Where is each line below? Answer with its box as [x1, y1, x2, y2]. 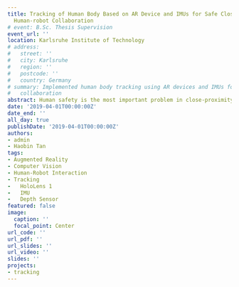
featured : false [7, 202, 55, 210]
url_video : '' [7, 249, 50, 256]
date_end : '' [7, 110, 46, 117]
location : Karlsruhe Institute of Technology [7, 37, 144, 44]
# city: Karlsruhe [7, 57, 69, 64]
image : [7, 209, 27, 216]
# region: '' [7, 63, 53, 71]
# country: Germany [7, 76, 72, 84]
